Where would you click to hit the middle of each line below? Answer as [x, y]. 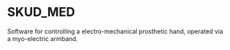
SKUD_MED [41, 12]
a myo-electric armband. [43, 38]
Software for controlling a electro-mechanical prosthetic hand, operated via [115, 31]
